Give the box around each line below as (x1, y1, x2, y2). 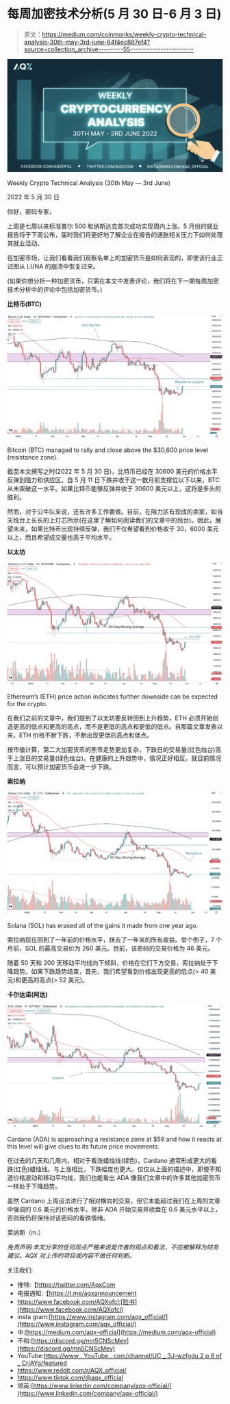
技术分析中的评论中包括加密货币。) (7, 286, 103, 294)
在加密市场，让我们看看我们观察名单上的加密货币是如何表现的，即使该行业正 (7, 254, 223, 262)
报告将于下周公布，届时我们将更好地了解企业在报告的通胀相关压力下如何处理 (7, 231, 223, 239)
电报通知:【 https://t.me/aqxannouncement (16, 1289, 137, 1298)
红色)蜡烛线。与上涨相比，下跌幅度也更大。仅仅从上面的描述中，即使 (15, 1165, 210, 1173)
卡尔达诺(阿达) (7, 990, 48, 999)
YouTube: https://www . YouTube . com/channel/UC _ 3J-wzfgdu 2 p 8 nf (16, 1352, 222, 1360)
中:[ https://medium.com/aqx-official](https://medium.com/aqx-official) (16, 1328, 216, 1336)
